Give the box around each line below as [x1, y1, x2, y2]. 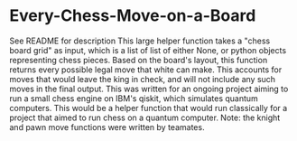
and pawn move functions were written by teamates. [9, 121, 205, 132]
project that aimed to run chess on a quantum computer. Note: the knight [9, 112, 281, 123]
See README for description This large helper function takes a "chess [9, 35, 271, 46]
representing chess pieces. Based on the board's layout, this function [9, 54, 268, 65]
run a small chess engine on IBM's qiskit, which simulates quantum [9, 92, 259, 104]
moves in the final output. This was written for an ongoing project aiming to [9, 83, 289, 94]
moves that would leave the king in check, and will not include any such [9, 73, 276, 84]
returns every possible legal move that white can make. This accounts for [9, 64, 283, 75]
